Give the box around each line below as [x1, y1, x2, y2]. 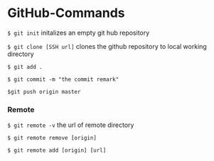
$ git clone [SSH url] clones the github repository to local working [7, 42, 208, 50]
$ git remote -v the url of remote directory [7, 121, 134, 129]
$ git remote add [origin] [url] [7, 147, 107, 154]
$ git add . [7, 63, 43, 70]
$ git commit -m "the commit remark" [7, 76, 119, 83]
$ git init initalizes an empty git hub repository [7, 28, 150, 37]
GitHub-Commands [7, 5, 126, 21]
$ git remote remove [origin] [7, 135, 97, 142]
